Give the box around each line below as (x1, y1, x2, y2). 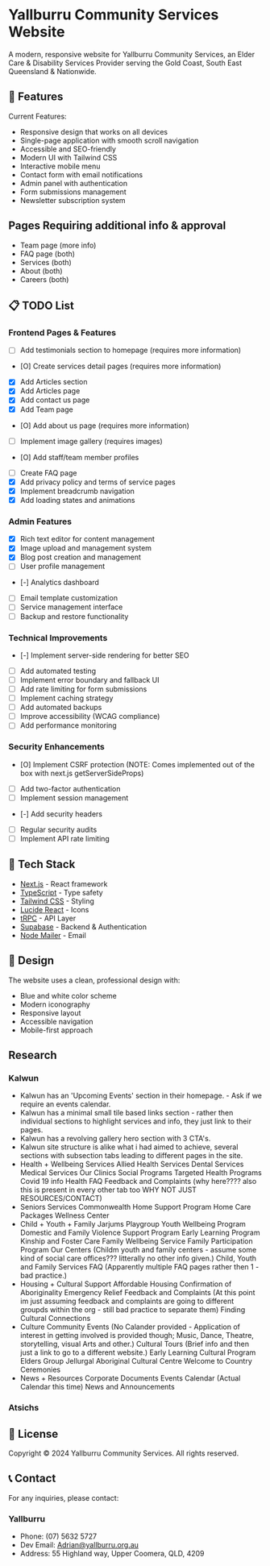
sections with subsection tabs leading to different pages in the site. (19, 1151, 243, 1161)
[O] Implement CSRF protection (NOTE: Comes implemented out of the (19, 759, 255, 769)
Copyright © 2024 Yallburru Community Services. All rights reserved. (8, 1448, 239, 1458)
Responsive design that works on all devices (19, 127, 168, 136)
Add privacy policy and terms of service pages (19, 477, 176, 487)
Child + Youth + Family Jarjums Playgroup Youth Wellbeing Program (19, 1219, 246, 1229)
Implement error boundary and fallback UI (19, 675, 160, 684)
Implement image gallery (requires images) (19, 436, 163, 446)
